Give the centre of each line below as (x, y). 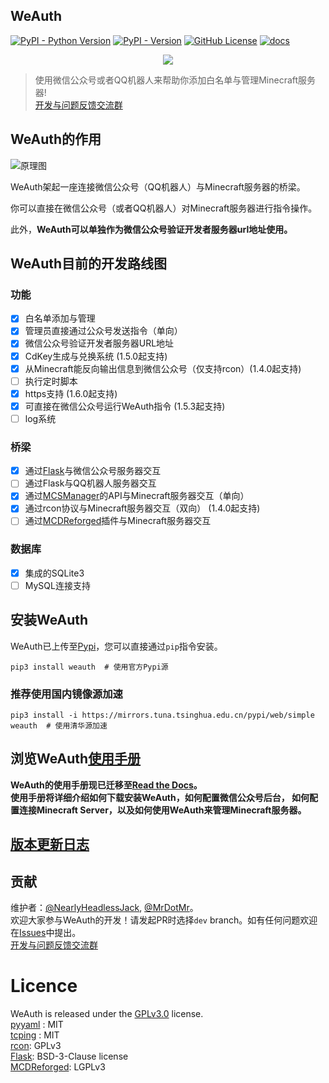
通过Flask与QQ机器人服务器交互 (90, 483)
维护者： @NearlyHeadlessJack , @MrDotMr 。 (104, 908)
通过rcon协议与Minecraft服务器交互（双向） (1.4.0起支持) (142, 508)
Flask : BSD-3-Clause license (69, 1056)
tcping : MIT (35, 1035)
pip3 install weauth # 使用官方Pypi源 (89, 667)
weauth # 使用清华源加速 (59, 726)
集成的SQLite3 (54, 573)
